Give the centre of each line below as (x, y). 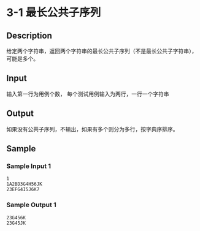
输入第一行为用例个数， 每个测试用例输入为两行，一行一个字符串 (88, 94)
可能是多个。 (22, 59)
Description (29, 35)
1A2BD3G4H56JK (25, 184)
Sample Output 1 (31, 205)
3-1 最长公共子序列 (54, 13)
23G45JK (16, 223)
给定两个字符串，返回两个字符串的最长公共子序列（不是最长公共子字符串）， (102, 51)
